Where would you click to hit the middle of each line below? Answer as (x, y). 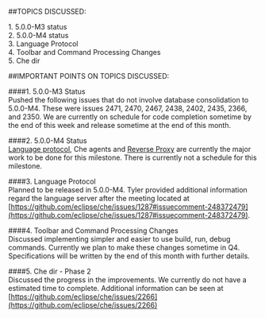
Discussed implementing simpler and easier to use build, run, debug (119, 239)
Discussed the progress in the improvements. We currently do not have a (128, 280)
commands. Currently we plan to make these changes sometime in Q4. (124, 247)
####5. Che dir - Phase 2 (50, 271)
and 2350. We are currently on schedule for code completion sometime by (130, 117)
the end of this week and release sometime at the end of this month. (120, 125)
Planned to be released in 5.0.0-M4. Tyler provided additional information (128, 190)
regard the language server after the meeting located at (99, 198)
